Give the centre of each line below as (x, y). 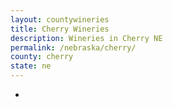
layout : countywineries (60, 19)
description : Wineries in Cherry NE (86, 38)
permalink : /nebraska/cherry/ (73, 47)
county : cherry (42, 57)
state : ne (31, 66)
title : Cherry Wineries (60, 29)
